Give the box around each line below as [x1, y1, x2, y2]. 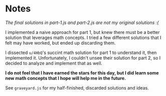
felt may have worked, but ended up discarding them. [5, 39, 116, 45]
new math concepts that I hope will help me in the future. [5, 75, 126, 81]
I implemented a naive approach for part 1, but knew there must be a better [5, 29, 160, 35]
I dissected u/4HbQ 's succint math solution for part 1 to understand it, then [5, 49, 157, 55]
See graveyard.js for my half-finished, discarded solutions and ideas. [5, 84, 149, 90]
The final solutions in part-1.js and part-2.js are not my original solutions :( [5, 19, 159, 25]
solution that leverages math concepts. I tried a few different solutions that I [5, 34, 161, 40]
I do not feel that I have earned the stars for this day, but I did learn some [5, 69, 159, 75]
